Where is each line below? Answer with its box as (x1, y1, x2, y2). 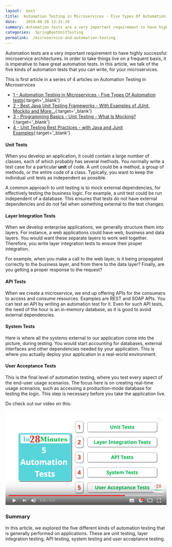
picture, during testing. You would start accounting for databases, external (5, 340, 162, 346)
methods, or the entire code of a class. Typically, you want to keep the (5, 169, 154, 175)
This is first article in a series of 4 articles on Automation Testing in (5, 76, 146, 82)
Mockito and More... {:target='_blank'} (12, 108, 92, 114)
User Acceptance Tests (5, 363, 56, 369)
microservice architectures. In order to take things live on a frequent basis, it (5, 55, 166, 62)
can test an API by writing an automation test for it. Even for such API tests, (5, 300, 164, 307)
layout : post (5, 8, 36, 13)
